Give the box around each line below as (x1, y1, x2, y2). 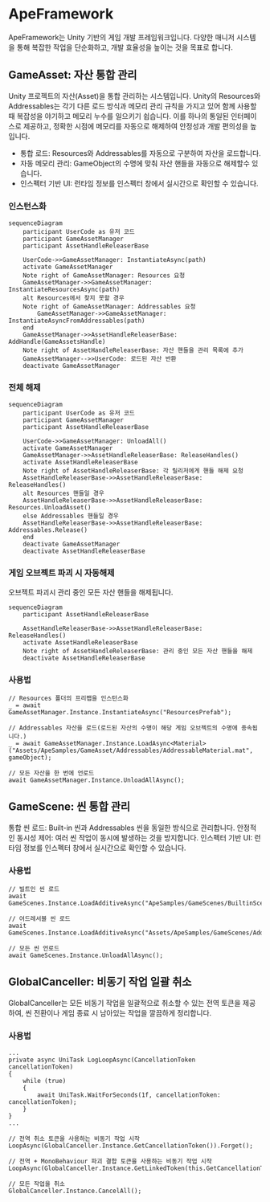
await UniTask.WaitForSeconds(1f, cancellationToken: (37, 1091, 221, 1099)
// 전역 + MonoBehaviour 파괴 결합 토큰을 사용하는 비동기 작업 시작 (8, 1158, 212, 1166)
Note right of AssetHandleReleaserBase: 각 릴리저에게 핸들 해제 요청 (22, 467, 243, 475)
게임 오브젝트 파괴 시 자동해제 (8, 567, 115, 579)
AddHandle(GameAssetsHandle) (8, 338, 106, 346)
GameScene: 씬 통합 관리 (8, 800, 131, 814)
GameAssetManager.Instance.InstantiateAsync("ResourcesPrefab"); (8, 708, 231, 716)
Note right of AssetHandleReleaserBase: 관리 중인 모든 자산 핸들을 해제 (22, 647, 253, 655)
